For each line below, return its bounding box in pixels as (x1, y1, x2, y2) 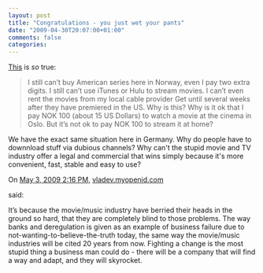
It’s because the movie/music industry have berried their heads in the (8, 205, 233, 215)
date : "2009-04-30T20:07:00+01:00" (8, 26, 125, 34)
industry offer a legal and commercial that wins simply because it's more (8, 151, 244, 161)
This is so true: (8, 62, 57, 72)
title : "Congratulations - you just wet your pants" (8, 19, 185, 27)
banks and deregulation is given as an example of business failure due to (8, 222, 245, 232)
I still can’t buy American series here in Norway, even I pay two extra (27, 78, 250, 87)
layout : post (8, 11, 51, 20)
